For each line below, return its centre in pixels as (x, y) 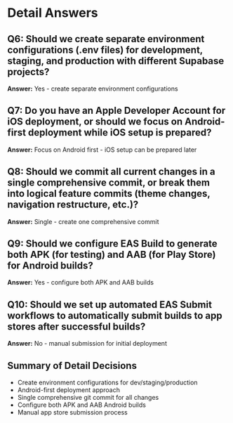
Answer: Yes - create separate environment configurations (93, 89)
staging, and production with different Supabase (116, 61)
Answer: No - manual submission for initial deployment (87, 344)
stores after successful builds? (76, 326)
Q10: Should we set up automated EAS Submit (110, 305)
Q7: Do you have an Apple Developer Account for (116, 111)
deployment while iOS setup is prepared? (120, 132)
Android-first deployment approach (69, 390)
